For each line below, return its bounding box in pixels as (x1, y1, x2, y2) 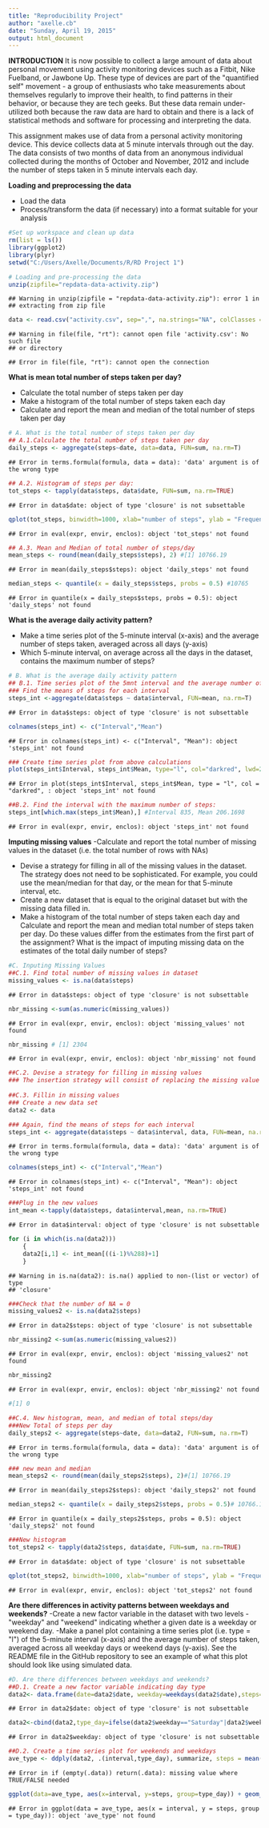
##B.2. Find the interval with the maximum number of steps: (8, 801, 217, 809)
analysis (19, 213, 48, 223)
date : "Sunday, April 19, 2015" (8, 26, 116, 34)
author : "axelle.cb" (8, 19, 78, 27)
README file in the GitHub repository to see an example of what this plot (8, 1651, 248, 1661)
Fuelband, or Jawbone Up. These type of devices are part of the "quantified (8, 73, 259, 83)
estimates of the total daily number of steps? (19, 946, 167, 956)
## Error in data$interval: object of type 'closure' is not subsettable (8, 1221, 260, 1229)
